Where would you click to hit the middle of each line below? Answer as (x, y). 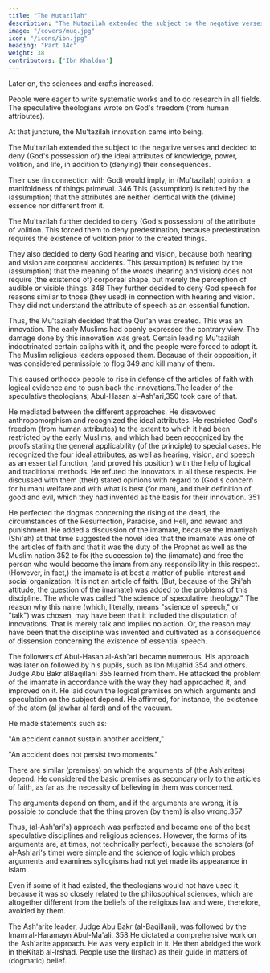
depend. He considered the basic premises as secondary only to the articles (135, 778)
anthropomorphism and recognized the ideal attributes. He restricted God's (133, 420)
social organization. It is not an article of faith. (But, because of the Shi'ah (130, 581)
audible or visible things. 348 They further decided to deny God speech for (133, 288)
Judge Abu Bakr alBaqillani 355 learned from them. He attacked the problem (135, 673)
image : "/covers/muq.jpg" (51, 31)
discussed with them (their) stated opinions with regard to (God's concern (131, 480)
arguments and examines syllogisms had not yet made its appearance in (128, 860)
